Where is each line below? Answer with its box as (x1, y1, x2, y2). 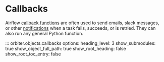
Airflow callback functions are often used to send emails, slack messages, (5, 20, 159, 26)
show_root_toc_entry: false (5, 51, 62, 57)
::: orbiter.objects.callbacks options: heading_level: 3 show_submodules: (5, 40, 156, 46)
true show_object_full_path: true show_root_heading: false (5, 45, 126, 51)
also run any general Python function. (5, 30, 83, 36)
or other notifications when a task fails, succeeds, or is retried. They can (5, 25, 156, 31)
